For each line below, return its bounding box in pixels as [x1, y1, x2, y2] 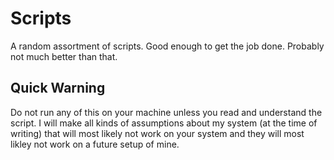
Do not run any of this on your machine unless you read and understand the [10, 106, 323, 118]
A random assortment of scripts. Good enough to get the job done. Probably [10, 40, 325, 52]
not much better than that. [10, 50, 118, 62]
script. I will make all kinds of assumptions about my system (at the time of [10, 117, 318, 129]
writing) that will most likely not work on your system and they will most [10, 127, 305, 139]
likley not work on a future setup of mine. [10, 138, 180, 150]
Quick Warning [10, 80, 106, 97]
